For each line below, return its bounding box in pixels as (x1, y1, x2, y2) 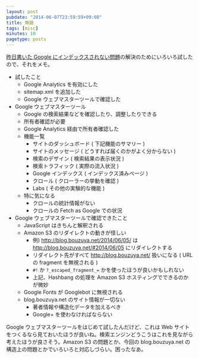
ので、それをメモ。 (6, 61, 53, 68)
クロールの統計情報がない (32, 199, 96, 207)
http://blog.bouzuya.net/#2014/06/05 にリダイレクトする (32, 244, 173, 251)
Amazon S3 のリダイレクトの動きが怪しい (23, 229, 127, 236)
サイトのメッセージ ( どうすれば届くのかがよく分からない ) (32, 148, 176, 154)
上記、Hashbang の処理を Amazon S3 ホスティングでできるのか (32, 274, 189, 281)
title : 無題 (6, 20, 34, 26)
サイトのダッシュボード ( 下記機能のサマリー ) (32, 140, 146, 147)
